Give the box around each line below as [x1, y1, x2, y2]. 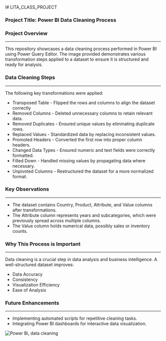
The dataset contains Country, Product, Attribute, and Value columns [12, 202, 153, 207]
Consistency [12, 276, 38, 282]
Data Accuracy [12, 272, 43, 277]
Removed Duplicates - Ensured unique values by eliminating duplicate [12, 121, 155, 127]
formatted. [12, 152, 34, 158]
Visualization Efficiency [12, 282, 60, 288]
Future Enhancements [5, 300, 59, 307]
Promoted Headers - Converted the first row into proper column [12, 136, 142, 142]
